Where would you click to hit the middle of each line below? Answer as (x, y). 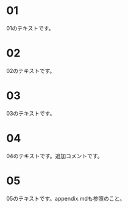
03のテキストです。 (31, 113)
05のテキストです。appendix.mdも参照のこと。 (66, 198)
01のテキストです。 (30, 28)
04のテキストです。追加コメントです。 (55, 156)
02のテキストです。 (31, 71)
